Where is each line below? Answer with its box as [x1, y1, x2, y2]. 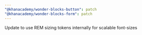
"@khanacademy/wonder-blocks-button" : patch [4, 7, 97, 12]
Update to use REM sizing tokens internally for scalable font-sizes [4, 24, 138, 30]
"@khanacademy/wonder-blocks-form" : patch [4, 12, 93, 16]
